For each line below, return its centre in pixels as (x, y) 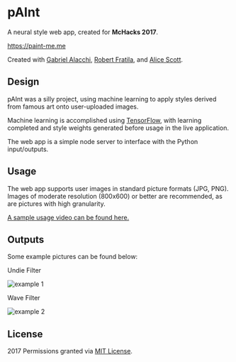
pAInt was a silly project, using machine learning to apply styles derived (112, 99)
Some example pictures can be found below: (73, 257)
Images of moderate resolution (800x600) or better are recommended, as (115, 196)
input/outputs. (28, 149)
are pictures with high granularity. (56, 204)
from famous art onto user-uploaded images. (73, 106)
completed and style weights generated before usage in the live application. (118, 128)
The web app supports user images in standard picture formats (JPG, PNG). (118, 188)
